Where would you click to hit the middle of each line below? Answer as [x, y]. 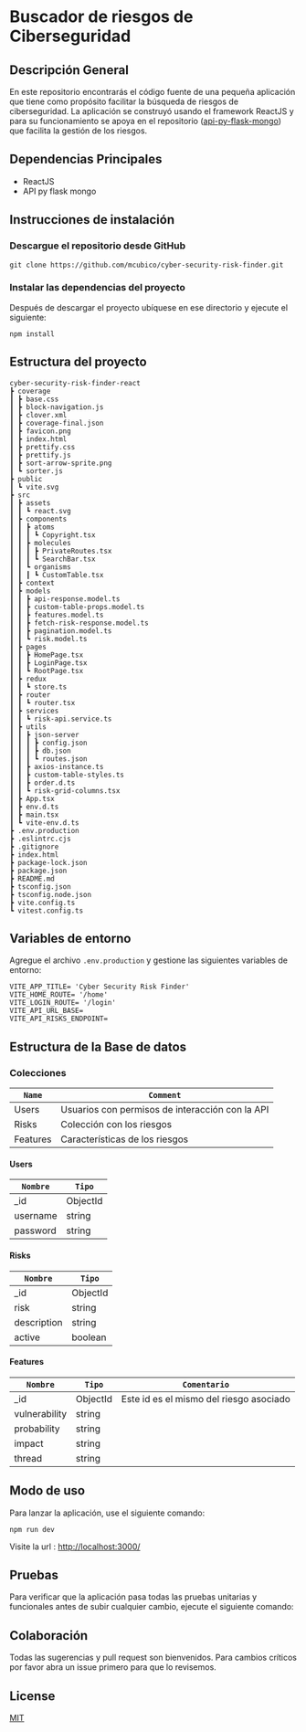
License [32, 1696]
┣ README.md [32, 879]
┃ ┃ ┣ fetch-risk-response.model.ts [79, 623]
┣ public [26, 479]
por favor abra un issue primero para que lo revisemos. [113, 1667]
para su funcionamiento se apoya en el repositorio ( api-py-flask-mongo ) [145, 121]
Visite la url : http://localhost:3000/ [75, 1547]
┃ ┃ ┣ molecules [40, 543]
